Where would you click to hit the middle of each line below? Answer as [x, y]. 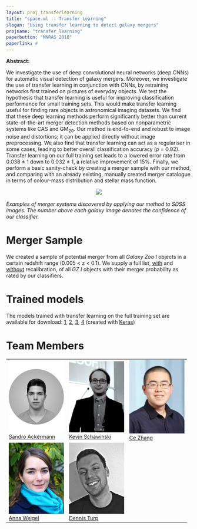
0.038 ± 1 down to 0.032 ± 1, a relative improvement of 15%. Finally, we [92, 162]
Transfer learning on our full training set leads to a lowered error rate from [96, 155]
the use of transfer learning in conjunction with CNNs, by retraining [87, 85]
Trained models [45, 299]
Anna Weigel [24, 518]
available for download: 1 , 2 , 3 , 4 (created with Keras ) [71, 322]
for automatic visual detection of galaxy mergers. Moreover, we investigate [97, 79]
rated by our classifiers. [35, 275]
